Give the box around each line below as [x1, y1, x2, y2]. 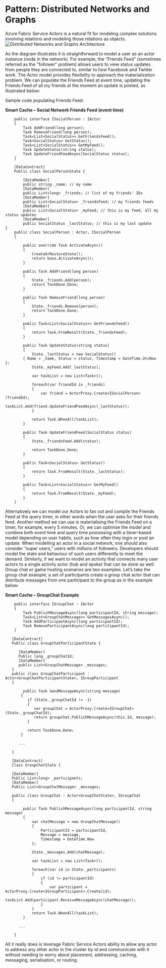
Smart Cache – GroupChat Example [5, 592, 79, 598]
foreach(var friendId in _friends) [31, 382, 106, 387]
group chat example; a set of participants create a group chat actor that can [5, 572, 160, 578]
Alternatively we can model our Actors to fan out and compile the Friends [5, 508, 155, 514]
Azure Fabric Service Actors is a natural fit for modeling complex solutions [5, 30, 157, 36]
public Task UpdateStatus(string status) [23, 343, 110, 348]
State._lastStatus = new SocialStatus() [31, 352, 116, 357]
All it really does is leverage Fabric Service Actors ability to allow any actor [5, 941, 158, 947]
